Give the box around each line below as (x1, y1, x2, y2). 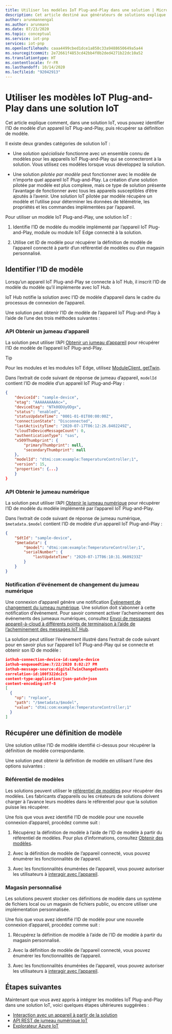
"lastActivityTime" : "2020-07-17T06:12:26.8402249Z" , (14, 424, 132, 429)
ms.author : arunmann (5, 22, 50, 27)
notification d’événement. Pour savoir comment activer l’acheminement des (5, 610, 164, 616)
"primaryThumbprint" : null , (24, 443, 83, 448)
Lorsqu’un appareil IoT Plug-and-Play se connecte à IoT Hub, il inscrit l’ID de (5, 278, 166, 285)
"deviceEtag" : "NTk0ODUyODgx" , (14, 404, 81, 410)
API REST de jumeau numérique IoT (12, 1017, 88, 1023)
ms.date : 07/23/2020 (5, 27, 50, 32)
